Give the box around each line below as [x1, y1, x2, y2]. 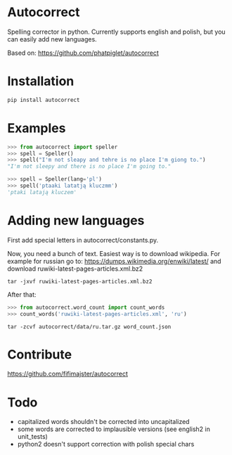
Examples [7, 120, 66, 136]
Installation [7, 73, 75, 89]
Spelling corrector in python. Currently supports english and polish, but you [7, 27, 226, 36]
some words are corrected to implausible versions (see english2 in [17, 425, 211, 433]
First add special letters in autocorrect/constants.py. [7, 236, 159, 244]
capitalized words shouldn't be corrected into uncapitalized [17, 418, 190, 426]
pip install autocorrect [7, 96, 80, 103]
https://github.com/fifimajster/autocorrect [7, 370, 129, 378]
